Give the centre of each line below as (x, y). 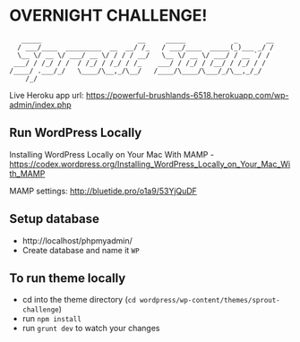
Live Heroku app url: (47, 95)
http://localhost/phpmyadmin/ (77, 240)
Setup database (55, 219)
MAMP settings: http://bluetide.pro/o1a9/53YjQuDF (103, 191)
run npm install (52, 319)
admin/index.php (40, 105)
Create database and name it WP (81, 250)
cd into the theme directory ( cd (79, 300)
